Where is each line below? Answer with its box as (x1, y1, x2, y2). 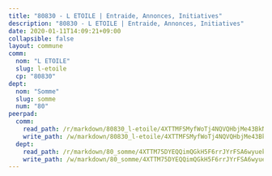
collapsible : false (8, 34, 74, 43)
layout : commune (8, 42, 63, 50)
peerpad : (8, 110, 38, 118)
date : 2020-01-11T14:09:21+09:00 (8, 27, 121, 35)
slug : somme (15, 95, 57, 103)
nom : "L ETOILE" (15, 58, 70, 66)
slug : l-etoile (15, 65, 67, 73)
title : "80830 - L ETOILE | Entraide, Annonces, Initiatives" (8, 11, 223, 20)
